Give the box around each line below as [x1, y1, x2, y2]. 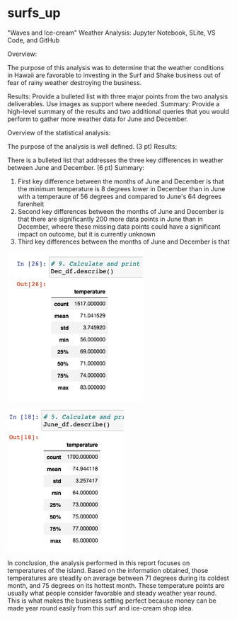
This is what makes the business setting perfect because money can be [7, 596, 217, 605]
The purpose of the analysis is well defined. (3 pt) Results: [7, 142, 178, 150]
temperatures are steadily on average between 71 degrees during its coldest [7, 574, 230, 582]
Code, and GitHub [7, 35, 60, 44]
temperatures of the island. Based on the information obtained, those [7, 566, 209, 574]
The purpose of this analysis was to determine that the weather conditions [7, 63, 224, 72]
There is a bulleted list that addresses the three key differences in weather [7, 156, 224, 164]
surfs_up [7, 5, 61, 21]
